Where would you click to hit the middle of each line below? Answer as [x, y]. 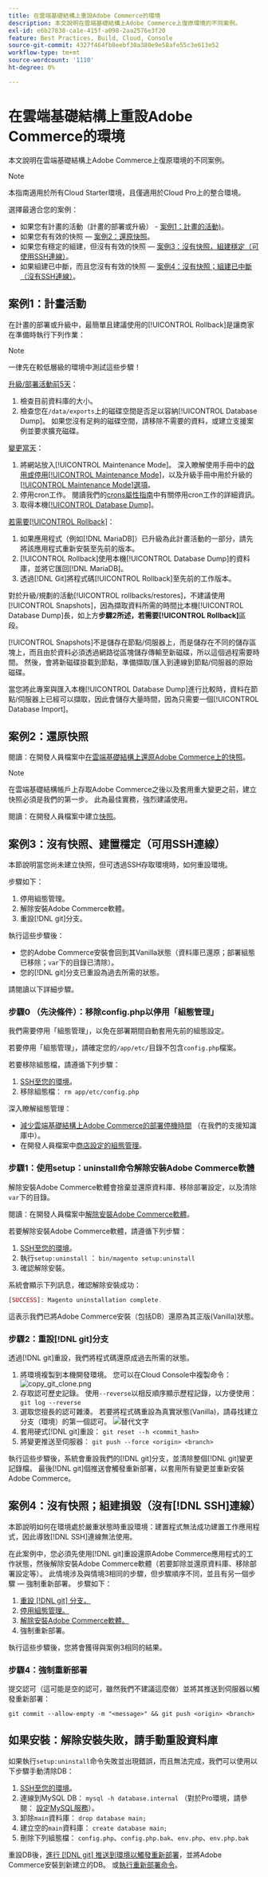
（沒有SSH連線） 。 [50, 276]
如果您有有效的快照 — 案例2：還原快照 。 [87, 236]
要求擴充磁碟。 [59, 431]
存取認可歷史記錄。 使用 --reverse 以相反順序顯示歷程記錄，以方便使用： [138, 1393]
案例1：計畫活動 [47, 304]
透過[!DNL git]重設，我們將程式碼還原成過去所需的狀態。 [101, 1358]
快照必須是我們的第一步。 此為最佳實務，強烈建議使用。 [100, 799]
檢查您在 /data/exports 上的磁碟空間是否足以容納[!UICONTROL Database [138, 411]
